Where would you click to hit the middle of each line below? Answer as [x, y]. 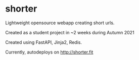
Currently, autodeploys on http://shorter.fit [49, 52]
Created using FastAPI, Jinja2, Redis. [44, 42]
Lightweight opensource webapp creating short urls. [60, 23]
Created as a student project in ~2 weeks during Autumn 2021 [70, 32]
